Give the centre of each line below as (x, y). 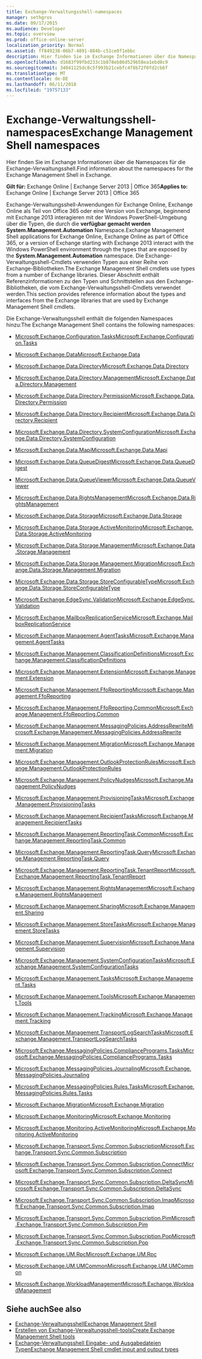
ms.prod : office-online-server (45, 40)
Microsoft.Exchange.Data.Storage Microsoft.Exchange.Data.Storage (98, 515)
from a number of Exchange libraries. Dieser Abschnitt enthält (83, 275)
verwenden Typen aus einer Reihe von (121, 262)
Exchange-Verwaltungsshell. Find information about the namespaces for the (100, 168)
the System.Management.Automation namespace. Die (75, 256)
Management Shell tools (45, 1336)
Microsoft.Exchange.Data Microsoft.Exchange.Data (77, 354)
